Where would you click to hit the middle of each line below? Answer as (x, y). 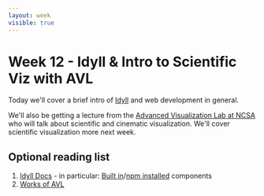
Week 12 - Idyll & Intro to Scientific (123, 62)
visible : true (32, 23)
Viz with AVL (51, 78)
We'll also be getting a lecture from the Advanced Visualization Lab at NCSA (132, 116)
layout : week (30, 15)
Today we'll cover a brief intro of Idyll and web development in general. (123, 100)
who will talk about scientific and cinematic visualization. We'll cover (119, 124)
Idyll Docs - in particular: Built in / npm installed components (116, 176)
